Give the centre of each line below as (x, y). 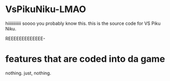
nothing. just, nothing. (28, 73)
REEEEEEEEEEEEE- (25, 38)
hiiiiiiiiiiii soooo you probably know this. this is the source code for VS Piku (83, 23)
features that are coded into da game (85, 59)
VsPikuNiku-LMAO (46, 9)
